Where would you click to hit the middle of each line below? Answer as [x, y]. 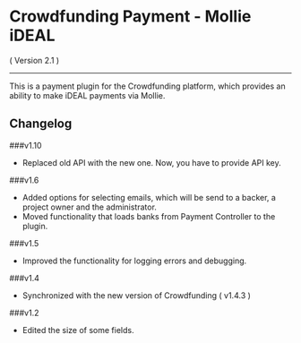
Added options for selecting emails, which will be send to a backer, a [149, 197]
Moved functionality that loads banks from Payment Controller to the [149, 216]
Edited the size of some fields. [78, 330]
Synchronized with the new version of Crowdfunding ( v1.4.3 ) [136, 295]
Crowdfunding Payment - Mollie [130, 17]
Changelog [41, 124]
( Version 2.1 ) [34, 60]
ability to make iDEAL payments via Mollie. [87, 95]
